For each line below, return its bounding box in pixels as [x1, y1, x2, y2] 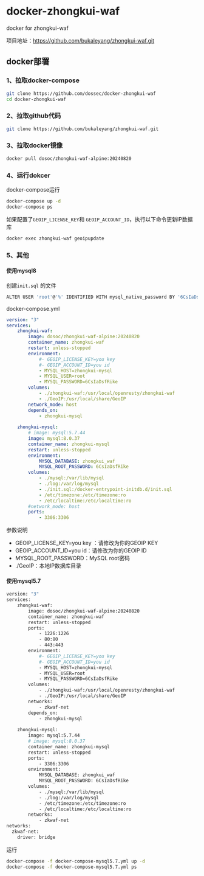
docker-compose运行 [6, 186, 60, 193]
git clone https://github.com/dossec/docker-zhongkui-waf [6, 90, 156, 97]
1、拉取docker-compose [6, 76, 80, 85]
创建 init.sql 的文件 [6, 282, 56, 289]
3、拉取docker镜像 [6, 141, 63, 150]
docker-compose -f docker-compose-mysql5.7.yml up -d [6, 858, 146, 864]
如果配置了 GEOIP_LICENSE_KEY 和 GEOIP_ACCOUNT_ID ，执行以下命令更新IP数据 [6, 215, 193, 223]
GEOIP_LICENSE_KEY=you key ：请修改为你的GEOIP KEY [15, 540, 158, 547]
